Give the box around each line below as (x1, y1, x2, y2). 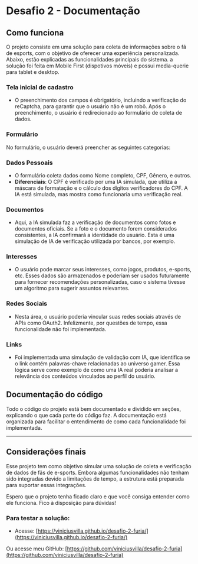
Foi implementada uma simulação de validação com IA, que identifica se (14, 354, 190, 361)
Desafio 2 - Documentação (6, 4, 140, 18)
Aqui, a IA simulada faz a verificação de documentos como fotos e (14, 219, 176, 226)
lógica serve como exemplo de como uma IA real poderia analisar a (14, 367, 179, 374)
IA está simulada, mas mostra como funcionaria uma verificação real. (14, 190, 183, 197)
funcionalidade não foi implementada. (14, 325, 107, 332)
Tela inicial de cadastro (6, 83, 74, 91)
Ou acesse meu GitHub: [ (6, 545, 68, 552)
